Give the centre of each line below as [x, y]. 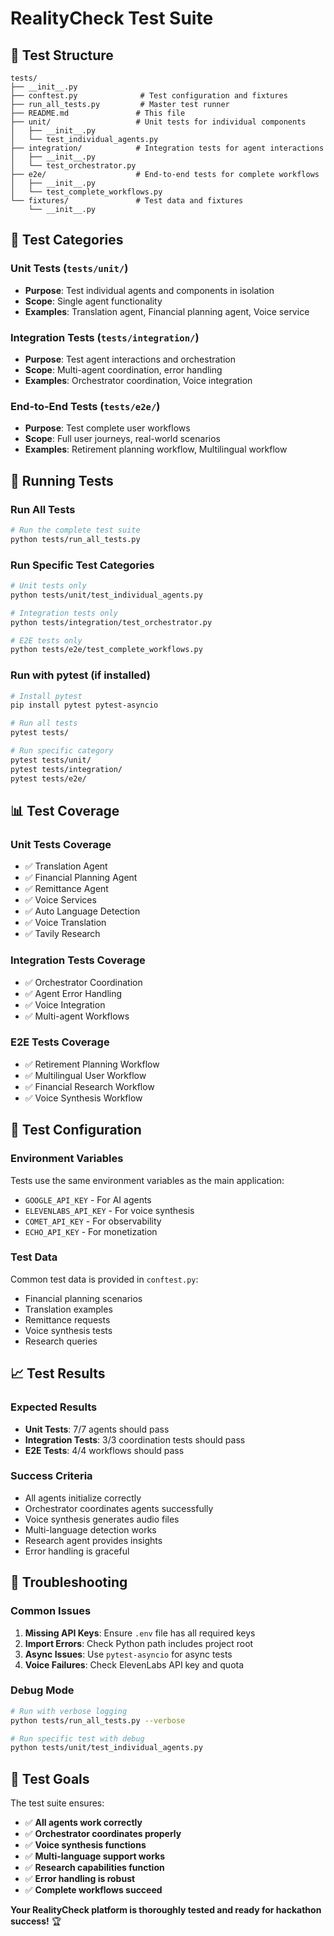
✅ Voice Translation [65, 923]
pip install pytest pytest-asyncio [84, 705]
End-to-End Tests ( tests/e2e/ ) [85, 406]
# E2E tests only [46, 640]
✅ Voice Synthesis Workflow [83, 1098]
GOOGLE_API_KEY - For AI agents [88, 1199]
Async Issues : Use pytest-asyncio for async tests [128, 1654]
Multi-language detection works [90, 1529]
